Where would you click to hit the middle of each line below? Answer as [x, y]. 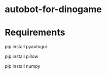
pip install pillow [22, 56]
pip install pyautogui [26, 47]
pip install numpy [23, 66]
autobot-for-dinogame [53, 9]
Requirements [35, 33]
